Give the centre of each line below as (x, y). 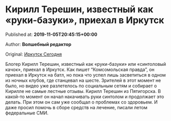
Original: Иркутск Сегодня (34, 54)
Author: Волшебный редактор (38, 44)
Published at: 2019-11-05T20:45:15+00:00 (51, 34)
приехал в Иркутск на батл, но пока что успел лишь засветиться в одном (86, 75)
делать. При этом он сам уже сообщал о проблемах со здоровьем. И (81, 102)
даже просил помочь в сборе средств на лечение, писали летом (76, 107)
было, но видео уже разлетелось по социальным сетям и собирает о (81, 86)
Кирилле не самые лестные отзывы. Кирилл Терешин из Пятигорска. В (83, 91)
